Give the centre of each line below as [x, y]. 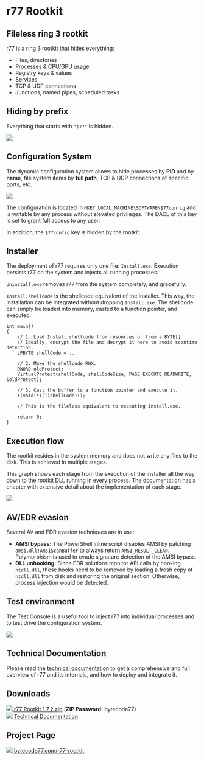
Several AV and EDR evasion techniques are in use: [70, 532]
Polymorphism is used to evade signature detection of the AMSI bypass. [106, 557]
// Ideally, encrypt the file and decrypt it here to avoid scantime [107, 343]
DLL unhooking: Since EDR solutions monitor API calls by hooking [98, 563]
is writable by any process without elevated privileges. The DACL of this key [102, 214]
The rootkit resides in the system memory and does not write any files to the [102, 456]
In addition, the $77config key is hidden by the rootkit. [74, 232]
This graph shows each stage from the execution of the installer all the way [100, 474]
